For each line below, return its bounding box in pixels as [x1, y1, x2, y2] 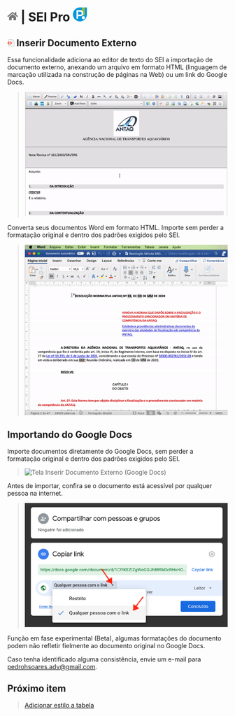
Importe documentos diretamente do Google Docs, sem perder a [7, 447, 194, 456]
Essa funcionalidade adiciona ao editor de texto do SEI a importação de [7, 56, 213, 64]
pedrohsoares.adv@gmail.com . [7, 662, 98, 671]
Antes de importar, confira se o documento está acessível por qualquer [7, 482, 213, 490]
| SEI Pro [20, 9, 71, 25]
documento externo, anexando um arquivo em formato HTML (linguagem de [7, 63, 227, 71]
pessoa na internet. [7, 489, 63, 498]
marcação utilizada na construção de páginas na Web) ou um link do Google [7, 71, 227, 78]
